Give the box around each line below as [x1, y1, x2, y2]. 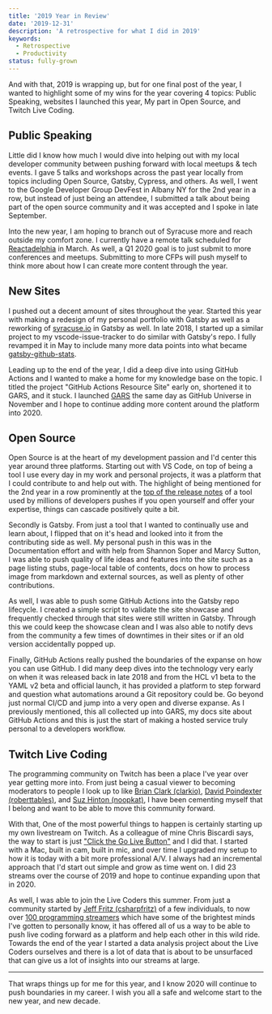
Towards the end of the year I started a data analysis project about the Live [8, 939, 259, 948]
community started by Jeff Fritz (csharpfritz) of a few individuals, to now [8, 904, 251, 913]
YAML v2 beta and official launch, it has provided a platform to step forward [8, 681, 261, 690]
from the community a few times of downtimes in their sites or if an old [8, 630, 244, 641]
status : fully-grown [8, 58, 79, 66]
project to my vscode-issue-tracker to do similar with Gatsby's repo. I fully [8, 332, 257, 342]
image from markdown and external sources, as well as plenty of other [8, 572, 244, 582]
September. [8, 210, 47, 220]
